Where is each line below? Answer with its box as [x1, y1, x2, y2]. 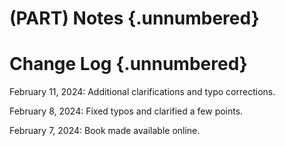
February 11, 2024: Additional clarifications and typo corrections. [9, 86, 276, 98]
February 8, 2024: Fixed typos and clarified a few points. [9, 105, 244, 117]
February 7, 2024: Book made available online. [9, 125, 201, 137]
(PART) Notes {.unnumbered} [9, 7, 260, 30]
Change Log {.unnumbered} [9, 53, 248, 76]
